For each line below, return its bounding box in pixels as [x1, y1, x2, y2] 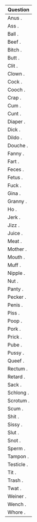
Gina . [7, 190, 21, 197]
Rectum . [7, 365, 28, 372]
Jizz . [7, 222, 20, 229]
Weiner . [7, 493, 27, 499]
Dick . [7, 126, 20, 133]
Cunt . [7, 110, 21, 117]
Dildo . [7, 134, 22, 141]
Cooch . [7, 86, 26, 93]
